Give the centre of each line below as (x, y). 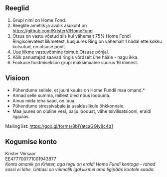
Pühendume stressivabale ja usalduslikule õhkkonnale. (68, 106)
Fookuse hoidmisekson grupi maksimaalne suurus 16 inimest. (75, 62)
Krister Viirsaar (20, 154)
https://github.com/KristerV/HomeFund (53, 31)
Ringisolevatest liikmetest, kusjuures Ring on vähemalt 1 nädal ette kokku (87, 41)
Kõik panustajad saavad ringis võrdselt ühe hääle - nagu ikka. (75, 57)
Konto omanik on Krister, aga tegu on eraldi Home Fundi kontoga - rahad (80, 164)
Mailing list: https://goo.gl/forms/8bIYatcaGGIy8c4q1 (59, 126)
